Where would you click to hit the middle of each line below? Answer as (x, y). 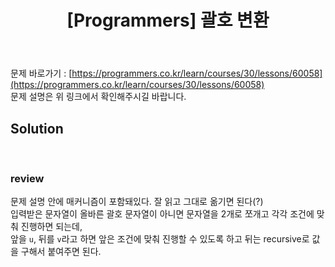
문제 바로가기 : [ (41, 73)
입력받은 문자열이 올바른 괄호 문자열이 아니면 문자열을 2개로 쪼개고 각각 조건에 (162, 214)
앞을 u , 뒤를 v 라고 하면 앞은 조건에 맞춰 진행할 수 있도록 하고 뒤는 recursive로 (160, 239)
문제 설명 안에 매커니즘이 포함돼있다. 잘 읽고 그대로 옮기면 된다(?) (137, 202)
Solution (37, 128)
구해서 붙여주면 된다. (61, 252)
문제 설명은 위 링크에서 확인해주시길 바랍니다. (98, 97)
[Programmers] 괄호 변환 (168, 20)
